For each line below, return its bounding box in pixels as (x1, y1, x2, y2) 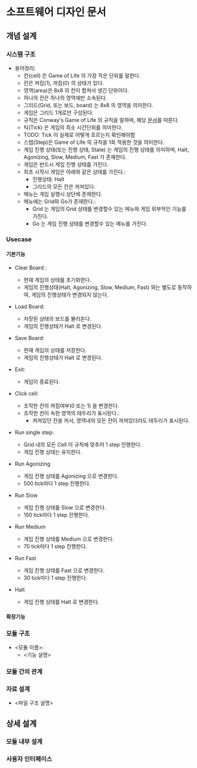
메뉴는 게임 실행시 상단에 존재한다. (23, 190, 103, 197)
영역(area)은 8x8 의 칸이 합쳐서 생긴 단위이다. (23, 86, 129, 94)
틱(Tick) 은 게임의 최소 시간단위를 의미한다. (23, 124, 123, 131)
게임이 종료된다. (23, 378, 60, 385)
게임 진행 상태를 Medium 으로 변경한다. (23, 535, 114, 542)
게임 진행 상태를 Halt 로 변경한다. (23, 599, 100, 605)
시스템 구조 (6, 50, 36, 58)
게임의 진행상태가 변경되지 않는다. (31, 291, 109, 298)
